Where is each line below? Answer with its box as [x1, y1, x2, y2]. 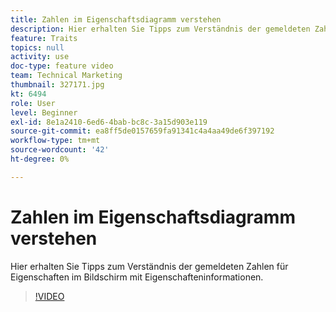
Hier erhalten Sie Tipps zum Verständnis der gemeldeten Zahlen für [10, 260, 289, 272]
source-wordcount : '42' [10, 145, 110, 155]
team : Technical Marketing [10, 71, 123, 81]
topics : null [10, 42, 65, 53]
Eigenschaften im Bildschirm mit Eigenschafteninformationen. [10, 271, 264, 283]
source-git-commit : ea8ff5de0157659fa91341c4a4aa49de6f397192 [10, 126, 275, 136]
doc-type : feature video [10, 61, 114, 71]
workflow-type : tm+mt [10, 136, 101, 146]
